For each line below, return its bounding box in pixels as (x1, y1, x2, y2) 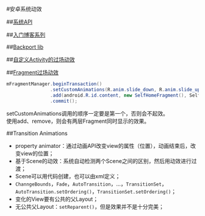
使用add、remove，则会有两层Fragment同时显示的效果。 (6, 117, 150, 125)
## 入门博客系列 (6, 31, 46, 38)
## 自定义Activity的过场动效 (6, 56, 75, 63)
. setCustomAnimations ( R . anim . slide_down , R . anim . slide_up (49, 86, 201, 92)
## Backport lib (6, 43, 44, 51)
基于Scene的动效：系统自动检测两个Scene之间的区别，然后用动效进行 (15, 157, 192, 164)
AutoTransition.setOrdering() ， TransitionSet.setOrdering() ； (15, 187, 177, 195)
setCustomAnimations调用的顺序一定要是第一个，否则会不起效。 (6, 110, 169, 117)
